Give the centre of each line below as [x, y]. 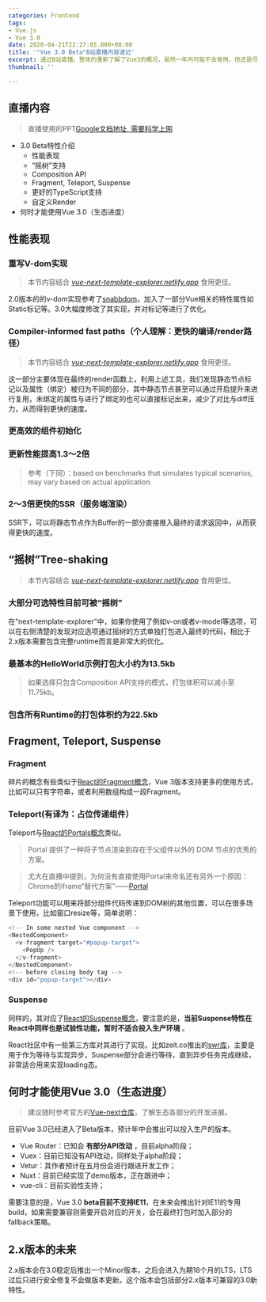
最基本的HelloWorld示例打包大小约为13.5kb [92, 664]
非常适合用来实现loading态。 [55, 1065]
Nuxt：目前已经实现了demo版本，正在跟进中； [96, 1175]
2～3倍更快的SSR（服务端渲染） [70, 503]
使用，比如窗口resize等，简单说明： [80, 913]
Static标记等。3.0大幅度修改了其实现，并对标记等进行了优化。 [110, 309]
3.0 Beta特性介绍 [47, 145]
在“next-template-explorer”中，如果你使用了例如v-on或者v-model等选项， [129, 621]
